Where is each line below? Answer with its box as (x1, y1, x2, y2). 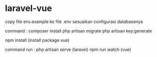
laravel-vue (5, 3, 52, 14)
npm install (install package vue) (5, 37, 70, 43)
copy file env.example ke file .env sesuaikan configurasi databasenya (5, 19, 143, 24)
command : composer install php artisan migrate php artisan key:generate (5, 28, 152, 34)
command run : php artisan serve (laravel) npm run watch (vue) (5, 46, 131, 52)
